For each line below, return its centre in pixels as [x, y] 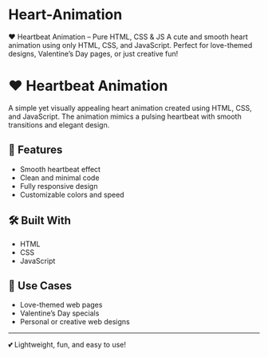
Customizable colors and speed [72, 194]
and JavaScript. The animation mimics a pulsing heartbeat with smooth [125, 116]
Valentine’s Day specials [59, 313]
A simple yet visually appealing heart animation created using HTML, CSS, [130, 108]
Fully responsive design [59, 186]
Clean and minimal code [59, 178]
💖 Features [35, 150]
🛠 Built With [40, 221]
